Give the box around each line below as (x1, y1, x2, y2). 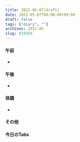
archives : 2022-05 (5, 26, 44, 31)
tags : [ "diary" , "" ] (5, 21, 49, 27)
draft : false (5, 17, 33, 22)
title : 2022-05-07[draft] (5, 7, 59, 13)
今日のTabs (5, 131, 29, 137)
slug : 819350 (5, 31, 33, 36)
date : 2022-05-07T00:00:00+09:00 (5, 12, 75, 17)
